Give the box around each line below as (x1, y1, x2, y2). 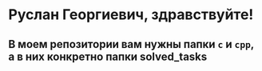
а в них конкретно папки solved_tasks (8, 49, 208, 63)
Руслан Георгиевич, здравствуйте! (8, 6, 254, 24)
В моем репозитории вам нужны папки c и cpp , (8, 37, 254, 51)
